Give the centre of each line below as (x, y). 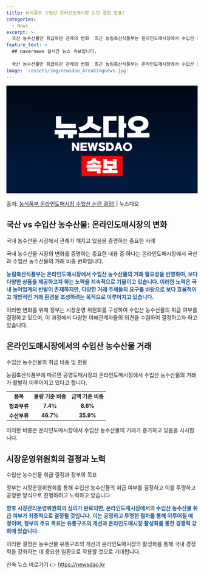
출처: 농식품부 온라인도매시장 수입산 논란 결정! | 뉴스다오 (73, 204)
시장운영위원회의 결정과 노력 (56, 459)
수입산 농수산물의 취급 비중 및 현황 (47, 362)
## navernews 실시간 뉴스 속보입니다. (54, 52)
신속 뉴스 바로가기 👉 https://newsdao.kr (56, 565)
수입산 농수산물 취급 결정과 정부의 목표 (52, 475)
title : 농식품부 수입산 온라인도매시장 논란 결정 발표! (66, 13)
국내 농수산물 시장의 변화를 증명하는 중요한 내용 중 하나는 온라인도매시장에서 (96, 253)
